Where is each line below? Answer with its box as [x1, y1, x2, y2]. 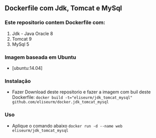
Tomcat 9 [12, 36, 32, 42]
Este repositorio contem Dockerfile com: [5, 19, 106, 26]
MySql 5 [12, 41, 30, 47]
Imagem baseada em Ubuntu [5, 54, 76, 61]
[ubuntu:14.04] [12, 65, 43, 71]
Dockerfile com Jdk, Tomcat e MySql [5, 4, 122, 13]
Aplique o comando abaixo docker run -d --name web [12, 122, 123, 128]
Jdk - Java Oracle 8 [12, 30, 53, 37]
